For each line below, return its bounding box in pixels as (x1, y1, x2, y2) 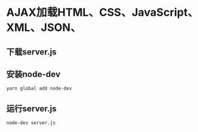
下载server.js (6, 47, 57, 57)
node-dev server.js (6, 120, 56, 126)
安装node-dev (6, 69, 61, 79)
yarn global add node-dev (6, 85, 72, 91)
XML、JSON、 (6, 21, 82, 35)
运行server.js (6, 104, 57, 114)
